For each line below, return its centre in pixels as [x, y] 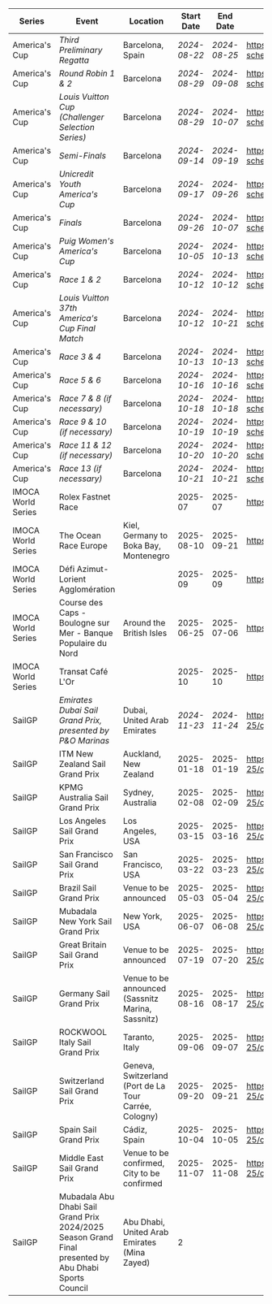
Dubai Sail [79, 710]
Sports [72, 1278]
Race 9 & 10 [83, 422]
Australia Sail [84, 797]
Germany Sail [85, 993]
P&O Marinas [84, 741]
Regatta [74, 60]
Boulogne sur [84, 623]
